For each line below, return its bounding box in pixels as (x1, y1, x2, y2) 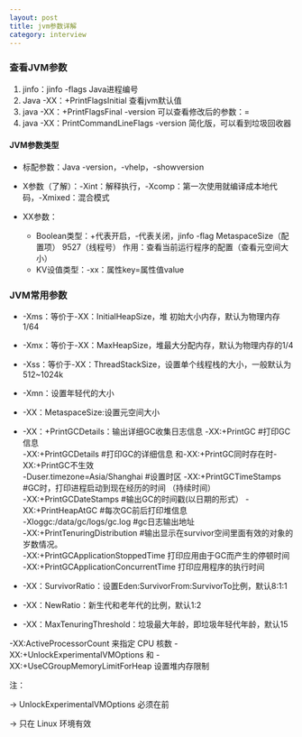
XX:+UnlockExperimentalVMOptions (9, 649, 144, 660)
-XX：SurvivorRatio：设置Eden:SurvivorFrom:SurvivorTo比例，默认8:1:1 (22, 581, 288, 592)
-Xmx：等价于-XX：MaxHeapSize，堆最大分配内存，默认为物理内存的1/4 (22, 340, 294, 351)
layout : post (9, 13, 59, 23)
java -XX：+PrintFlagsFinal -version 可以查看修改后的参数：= (22, 106, 251, 117)
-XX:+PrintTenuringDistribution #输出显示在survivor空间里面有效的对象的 (22, 528, 294, 539)
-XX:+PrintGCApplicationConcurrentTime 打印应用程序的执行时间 (22, 561, 265, 573)
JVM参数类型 (9, 140, 59, 151)
